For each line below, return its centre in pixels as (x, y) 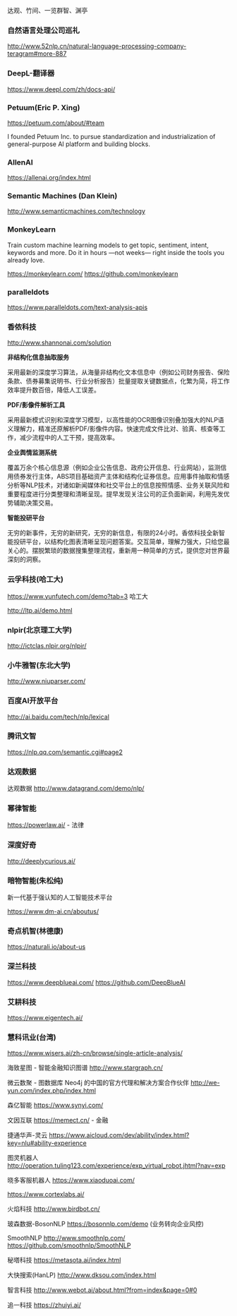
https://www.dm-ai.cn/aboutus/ (53, 911)
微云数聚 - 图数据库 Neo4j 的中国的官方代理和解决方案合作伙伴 (98, 1083)
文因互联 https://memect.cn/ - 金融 (58, 1120)
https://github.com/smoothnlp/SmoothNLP (69, 1245)
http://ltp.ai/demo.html (40, 610)
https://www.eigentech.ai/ (45, 1017)
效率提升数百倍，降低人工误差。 (54, 390)
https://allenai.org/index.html (49, 178)
